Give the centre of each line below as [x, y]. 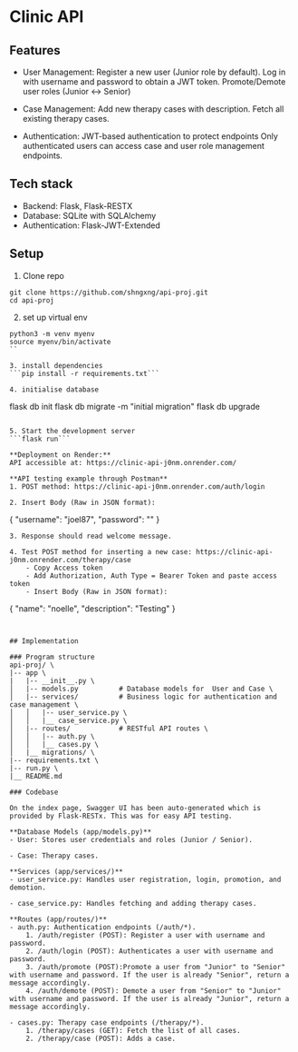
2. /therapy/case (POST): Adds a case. [101, 1038]
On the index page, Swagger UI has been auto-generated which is [135, 808]
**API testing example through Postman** [89, 479]
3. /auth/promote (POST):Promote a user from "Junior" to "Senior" [155, 967]
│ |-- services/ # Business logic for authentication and [144, 697]
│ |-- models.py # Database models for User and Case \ [141, 689]
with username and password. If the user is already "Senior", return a [149, 975]
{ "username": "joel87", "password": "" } [85, 519]
